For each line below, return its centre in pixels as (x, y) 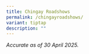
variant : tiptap (26, 23)
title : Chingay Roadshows (38, 12)
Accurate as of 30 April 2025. (42, 45)
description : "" (26, 28)
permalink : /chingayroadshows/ (45, 17)
